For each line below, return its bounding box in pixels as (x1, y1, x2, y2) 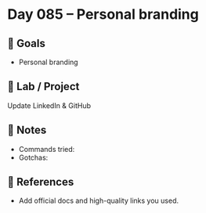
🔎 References (7, 175, 74, 189)
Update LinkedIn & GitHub (7, 100, 92, 110)
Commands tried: (18, 144, 75, 153)
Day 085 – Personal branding (7, 5, 199, 23)
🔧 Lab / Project (7, 80, 80, 93)
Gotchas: (18, 153, 49, 162)
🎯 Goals (7, 37, 46, 50)
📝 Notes (7, 124, 47, 137)
